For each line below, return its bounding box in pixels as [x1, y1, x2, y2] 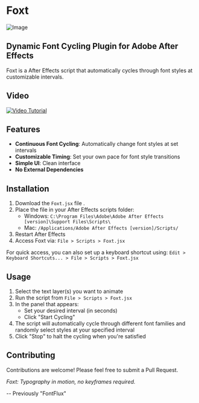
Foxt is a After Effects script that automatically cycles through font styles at [6, 67, 193, 74]
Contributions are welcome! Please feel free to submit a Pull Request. [6, 366, 178, 373]
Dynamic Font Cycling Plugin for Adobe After [6, 41, 178, 51]
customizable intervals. [6, 73, 65, 80]
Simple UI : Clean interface [14, 160, 81, 167]
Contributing [6, 350, 55, 361]
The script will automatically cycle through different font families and [14, 320, 186, 327]
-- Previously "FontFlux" [6, 390, 66, 397]
